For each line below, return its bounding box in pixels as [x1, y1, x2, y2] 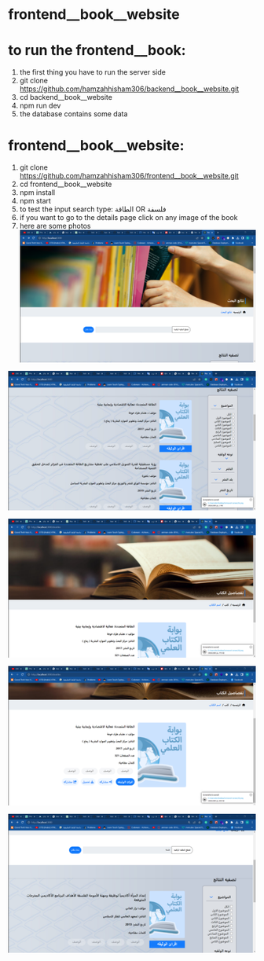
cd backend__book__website [19, 93, 112, 102]
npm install [19, 188, 56, 197]
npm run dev [19, 101, 61, 111]
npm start [19, 196, 51, 206]
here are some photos [19, 222, 91, 231]
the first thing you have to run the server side [19, 68, 167, 77]
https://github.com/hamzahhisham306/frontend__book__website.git [19, 171, 239, 181]
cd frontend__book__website [19, 179, 112, 189]
